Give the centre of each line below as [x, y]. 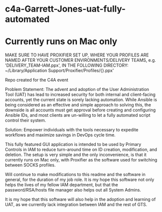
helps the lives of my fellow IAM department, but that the [62, 185]
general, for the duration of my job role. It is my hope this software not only [80, 180]
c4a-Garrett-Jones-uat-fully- [65, 9]
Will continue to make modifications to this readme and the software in [75, 175]
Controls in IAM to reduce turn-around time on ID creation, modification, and [81, 150]
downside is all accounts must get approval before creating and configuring [81, 110]
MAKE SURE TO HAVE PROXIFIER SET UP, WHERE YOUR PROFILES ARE [77, 55]
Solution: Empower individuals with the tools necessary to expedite [72, 130]
